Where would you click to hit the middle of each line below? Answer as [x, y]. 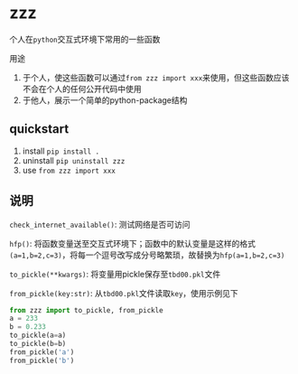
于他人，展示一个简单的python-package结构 [105, 100]
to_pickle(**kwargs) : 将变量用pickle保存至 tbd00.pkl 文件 [115, 274]
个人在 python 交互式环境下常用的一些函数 [85, 39]
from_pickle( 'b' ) [42, 360]
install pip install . [61, 151]
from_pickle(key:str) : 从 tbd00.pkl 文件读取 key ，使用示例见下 [124, 293]
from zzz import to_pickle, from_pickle [87, 310]
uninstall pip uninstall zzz [74, 160]
